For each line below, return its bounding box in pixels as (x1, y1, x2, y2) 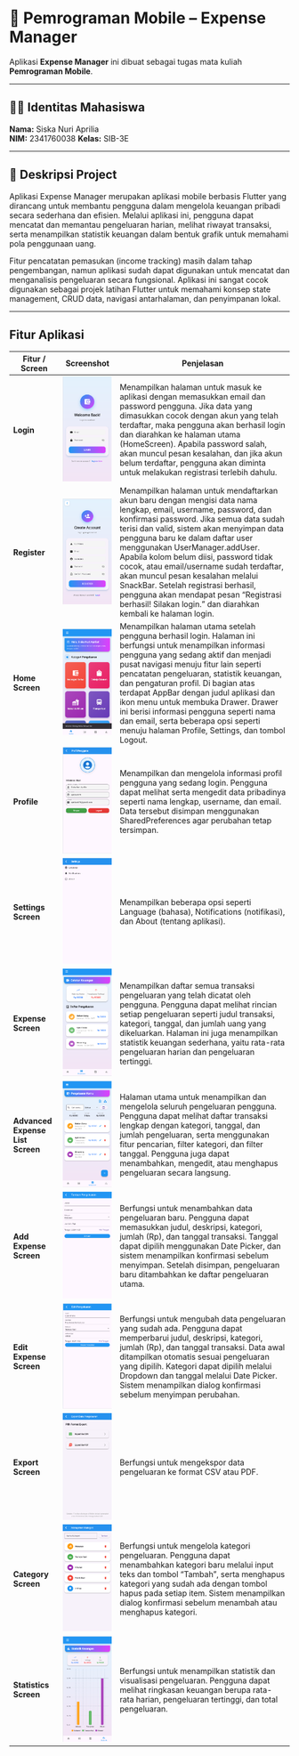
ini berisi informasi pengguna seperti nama (119, 706, 276, 716)
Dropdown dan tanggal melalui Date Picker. (119, 1371, 278, 1381)
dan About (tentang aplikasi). (119, 916, 226, 927)
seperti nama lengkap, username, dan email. (119, 796, 282, 806)
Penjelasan (182, 358, 224, 368)
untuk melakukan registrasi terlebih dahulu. (119, 467, 278, 478)
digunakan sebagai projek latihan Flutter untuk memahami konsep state (9, 284, 271, 295)
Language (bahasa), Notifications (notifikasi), (119, 907, 286, 918)
